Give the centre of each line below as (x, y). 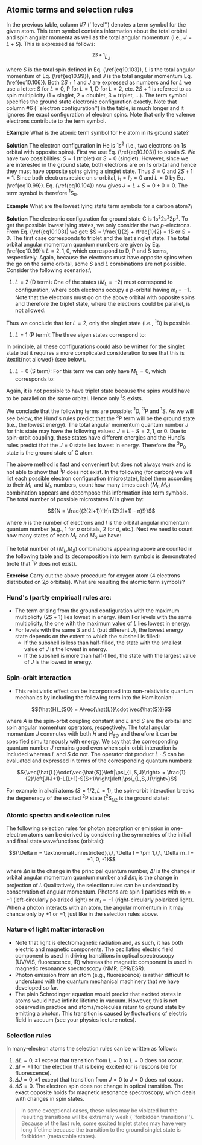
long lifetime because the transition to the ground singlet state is (101, 1130)
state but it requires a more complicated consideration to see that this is (96, 353)
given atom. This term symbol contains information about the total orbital (97, 31)
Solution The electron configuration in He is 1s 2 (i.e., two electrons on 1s (96, 145)
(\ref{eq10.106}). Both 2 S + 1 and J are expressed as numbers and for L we (99, 83)
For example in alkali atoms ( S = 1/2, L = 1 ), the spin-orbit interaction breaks (100, 791)
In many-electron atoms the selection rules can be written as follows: (92, 1049)
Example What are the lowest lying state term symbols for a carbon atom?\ (99, 206)
